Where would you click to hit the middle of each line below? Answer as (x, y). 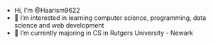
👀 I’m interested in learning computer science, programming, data (110, 18)
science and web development (59, 25)
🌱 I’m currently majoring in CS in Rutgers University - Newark (104, 33)
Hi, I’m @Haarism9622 (47, 10)
